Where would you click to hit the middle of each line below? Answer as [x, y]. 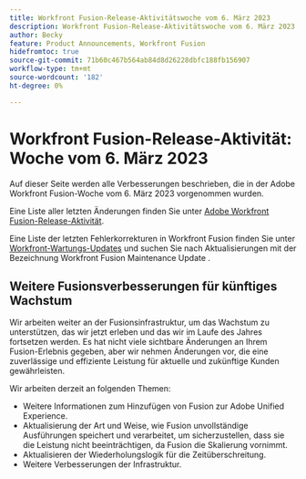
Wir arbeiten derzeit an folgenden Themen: [90, 389]
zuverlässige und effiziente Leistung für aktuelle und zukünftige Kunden [144, 361]
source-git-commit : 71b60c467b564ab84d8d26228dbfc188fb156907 [130, 60]
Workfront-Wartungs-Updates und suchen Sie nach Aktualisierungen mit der [153, 248]
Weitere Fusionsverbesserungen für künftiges [143, 286]
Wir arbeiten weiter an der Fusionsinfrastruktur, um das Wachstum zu [140, 323]
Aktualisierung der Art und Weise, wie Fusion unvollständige [135, 426]
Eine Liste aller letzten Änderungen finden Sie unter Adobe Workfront [139, 211]
